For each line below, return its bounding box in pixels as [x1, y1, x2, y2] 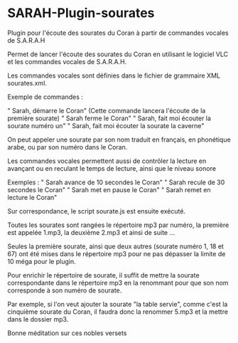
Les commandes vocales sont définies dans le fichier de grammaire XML [7, 71, 220, 80]
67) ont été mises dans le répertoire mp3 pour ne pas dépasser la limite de [7, 249, 226, 258]
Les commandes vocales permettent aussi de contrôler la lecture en [7, 157, 207, 165]
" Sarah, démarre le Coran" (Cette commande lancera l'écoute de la [7, 106, 206, 115]
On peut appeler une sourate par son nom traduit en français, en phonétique [7, 135, 231, 144]
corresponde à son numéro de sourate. [7, 286, 122, 295]
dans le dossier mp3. [7, 315, 69, 323]
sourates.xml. [7, 78, 48, 87]
